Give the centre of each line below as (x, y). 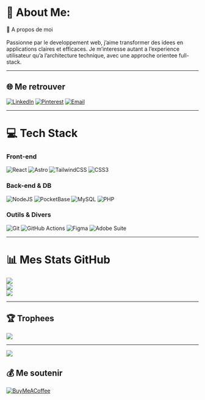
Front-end (22, 157)
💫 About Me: (38, 13)
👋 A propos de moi (30, 29)
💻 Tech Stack (42, 133)
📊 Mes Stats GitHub (59, 260)
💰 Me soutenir (34, 373)
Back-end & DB (29, 186)
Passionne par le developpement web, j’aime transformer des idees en (95, 42)
